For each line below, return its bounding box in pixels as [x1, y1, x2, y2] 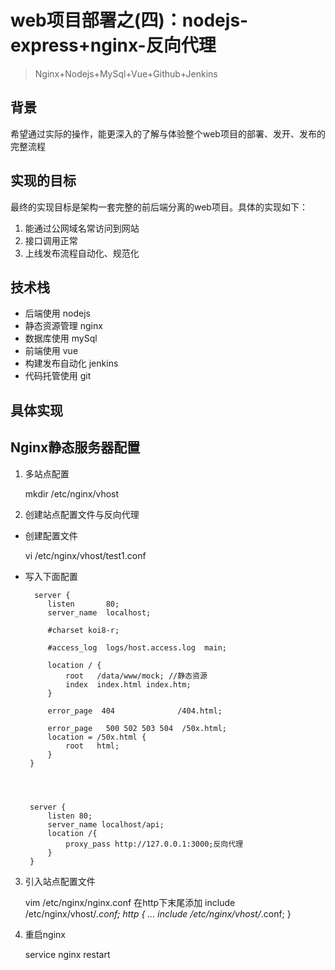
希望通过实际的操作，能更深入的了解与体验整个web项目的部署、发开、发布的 [10, 127, 326, 140]
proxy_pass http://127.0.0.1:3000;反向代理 [65, 839, 244, 849]
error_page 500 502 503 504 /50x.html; [47, 723, 227, 733]
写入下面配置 [24, 570, 78, 582]
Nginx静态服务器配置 [10, 439, 141, 456]
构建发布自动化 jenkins [24, 357, 119, 370]
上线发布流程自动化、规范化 [24, 247, 140, 259]
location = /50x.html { [47, 732, 147, 742]
